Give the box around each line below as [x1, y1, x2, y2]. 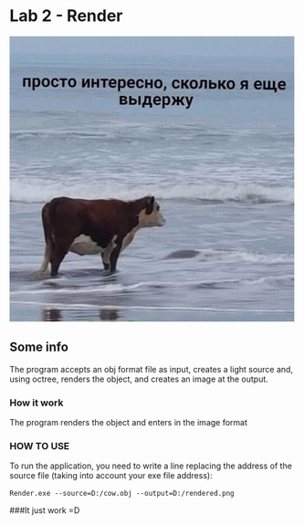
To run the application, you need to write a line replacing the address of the [9, 460, 292, 471]
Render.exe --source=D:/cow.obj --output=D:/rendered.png [9, 489, 235, 499]
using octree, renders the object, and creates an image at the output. [9, 373, 269, 384]
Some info [9, 340, 68, 355]
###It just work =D [9, 505, 80, 516]
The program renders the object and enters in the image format [9, 417, 248, 428]
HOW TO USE [9, 439, 70, 452]
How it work [9, 396, 64, 409]
